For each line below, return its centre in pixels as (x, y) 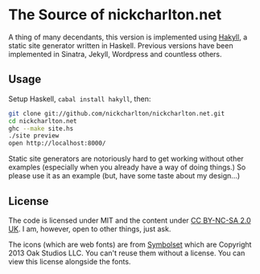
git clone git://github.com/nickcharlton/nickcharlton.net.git (117, 113)
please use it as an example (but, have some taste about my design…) (124, 176)
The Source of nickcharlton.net (115, 15)
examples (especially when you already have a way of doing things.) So (127, 167)
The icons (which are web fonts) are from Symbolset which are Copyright (130, 244)
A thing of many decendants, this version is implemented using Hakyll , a (128, 37)
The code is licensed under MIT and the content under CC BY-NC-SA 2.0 (130, 220)
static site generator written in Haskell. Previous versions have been (121, 45)
